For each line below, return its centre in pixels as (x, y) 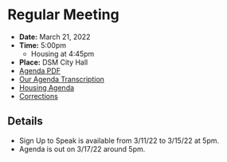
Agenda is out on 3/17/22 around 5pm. (82, 148)
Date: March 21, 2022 (55, 37)
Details (25, 121)
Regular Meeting (64, 15)
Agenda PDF (40, 70)
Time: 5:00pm (43, 45)
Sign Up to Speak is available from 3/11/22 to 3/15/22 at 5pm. (119, 140)
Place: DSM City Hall (53, 62)
